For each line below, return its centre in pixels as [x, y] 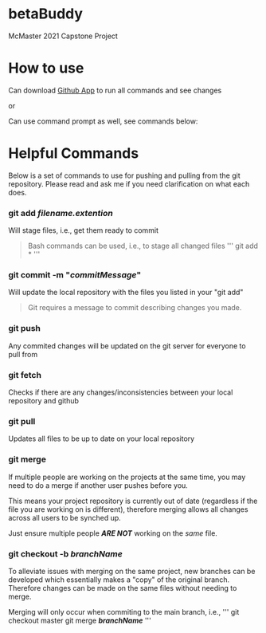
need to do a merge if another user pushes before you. [98, 485]
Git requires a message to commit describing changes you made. [135, 308]
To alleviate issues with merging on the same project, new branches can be [132, 571]
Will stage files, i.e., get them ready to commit [84, 230]
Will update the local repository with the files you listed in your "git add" [126, 293]
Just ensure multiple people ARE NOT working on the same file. [113, 533]
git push [25, 328]
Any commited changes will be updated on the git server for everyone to [127, 346]
